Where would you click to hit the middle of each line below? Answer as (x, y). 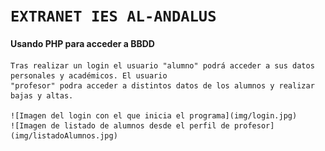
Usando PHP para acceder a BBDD (82, 43)
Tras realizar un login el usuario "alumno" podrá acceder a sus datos (162, 66)
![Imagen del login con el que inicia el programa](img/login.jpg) (154, 116)
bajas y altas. (42, 96)
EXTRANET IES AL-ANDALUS (113, 16)
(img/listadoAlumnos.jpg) (64, 136)
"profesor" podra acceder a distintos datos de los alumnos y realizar (162, 86)
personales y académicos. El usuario (89, 76)
